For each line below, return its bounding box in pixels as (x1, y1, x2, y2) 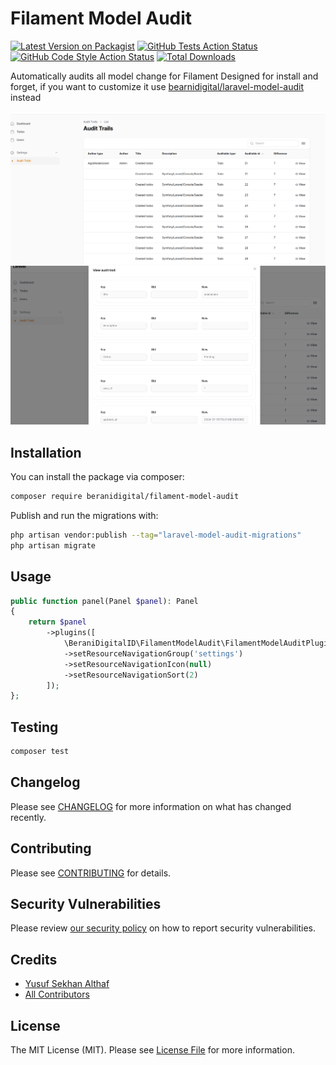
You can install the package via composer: (10, 471, 185, 483)
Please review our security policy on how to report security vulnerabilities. (10, 922, 316, 934)
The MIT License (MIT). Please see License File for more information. (10, 1044, 295, 1056)
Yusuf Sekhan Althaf (24, 978, 110, 990)
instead (10, 91, 42, 103)
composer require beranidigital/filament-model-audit (10, 492, 240, 502)
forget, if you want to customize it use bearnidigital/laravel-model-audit (10, 80, 305, 92)
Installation (10, 444, 82, 461)
